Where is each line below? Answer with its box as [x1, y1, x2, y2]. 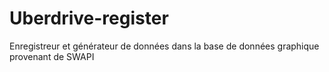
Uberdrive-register [9, 7, 169, 30]
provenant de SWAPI [9, 50, 95, 62]
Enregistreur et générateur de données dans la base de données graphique [9, 40, 320, 52]
